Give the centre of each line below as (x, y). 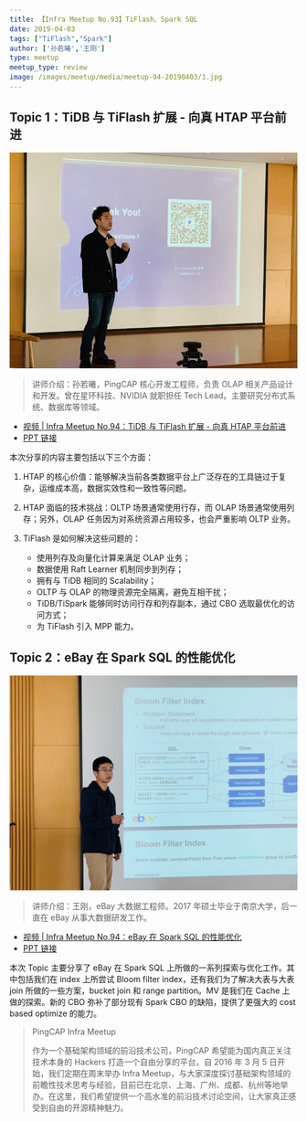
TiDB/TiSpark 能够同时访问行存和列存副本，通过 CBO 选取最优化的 (162, 603)
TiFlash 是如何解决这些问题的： (82, 538)
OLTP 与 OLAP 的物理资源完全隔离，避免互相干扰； (132, 592)
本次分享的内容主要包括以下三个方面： (81, 457)
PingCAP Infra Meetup (74, 1032)
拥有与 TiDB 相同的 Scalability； (96, 580)
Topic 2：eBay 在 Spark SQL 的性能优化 (122, 658)
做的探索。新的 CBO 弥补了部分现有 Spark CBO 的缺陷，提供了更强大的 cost (153, 1001)
